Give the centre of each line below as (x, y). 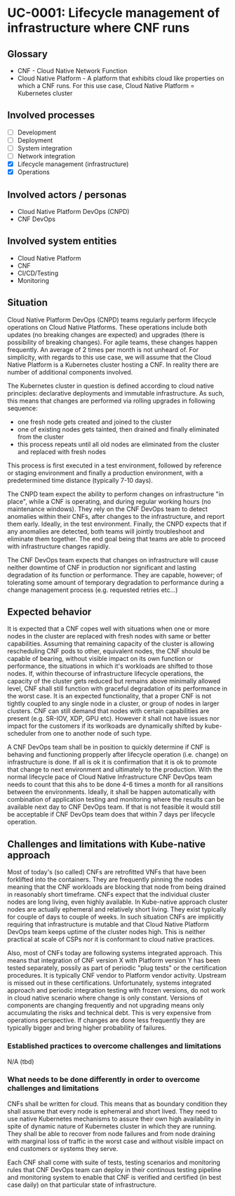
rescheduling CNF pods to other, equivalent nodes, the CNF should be (109, 651)
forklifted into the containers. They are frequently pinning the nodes (105, 880)
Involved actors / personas (67, 195)
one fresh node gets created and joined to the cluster (94, 422)
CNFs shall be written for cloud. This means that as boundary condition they (117, 1104)
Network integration (46, 156)
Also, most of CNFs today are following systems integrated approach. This (115, 953)
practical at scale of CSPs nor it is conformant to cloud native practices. (111, 939)
